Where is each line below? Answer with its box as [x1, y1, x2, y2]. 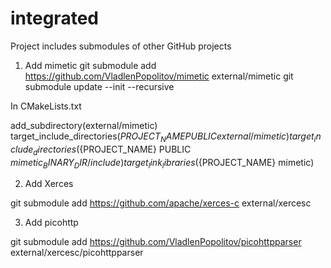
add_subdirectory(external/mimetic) [10, 119, 158, 131]
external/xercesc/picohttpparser [10, 247, 144, 259]
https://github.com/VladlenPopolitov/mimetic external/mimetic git [24, 70, 294, 82]
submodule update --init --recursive [24, 80, 175, 92]
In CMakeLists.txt [10, 100, 82, 112]
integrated [10, 7, 99, 30]
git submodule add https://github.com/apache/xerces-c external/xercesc [10, 197, 312, 209]
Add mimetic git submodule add [24, 59, 157, 71]
